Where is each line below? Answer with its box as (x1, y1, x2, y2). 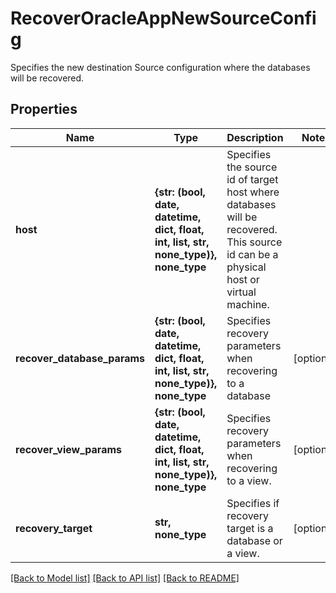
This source (226, 235, 283, 249)
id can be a (226, 247, 279, 261)
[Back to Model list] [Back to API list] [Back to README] (10, 572, 240, 584)
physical (226, 260, 267, 274)
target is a (226, 521, 274, 535)
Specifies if (226, 496, 280, 510)
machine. (226, 297, 270, 311)
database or (226, 533, 283, 547)
